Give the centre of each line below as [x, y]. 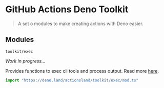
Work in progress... [25, 61]
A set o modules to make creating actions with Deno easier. [80, 24]
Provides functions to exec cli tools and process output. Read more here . [82, 71]
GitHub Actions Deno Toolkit [67, 9]
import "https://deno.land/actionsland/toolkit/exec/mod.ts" [72, 80]
